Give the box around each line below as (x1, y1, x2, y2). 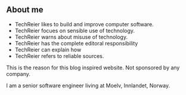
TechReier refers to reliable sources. (14, 52, 104, 59)
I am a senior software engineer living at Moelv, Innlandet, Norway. (6, 82, 170, 89)
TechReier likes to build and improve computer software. (14, 20, 154, 27)
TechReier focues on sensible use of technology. (14, 27, 135, 34)
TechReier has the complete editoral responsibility (14, 39, 138, 47)
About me (6, 5, 44, 15)
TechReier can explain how (14, 46, 82, 53)
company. (6, 70, 31, 77)
